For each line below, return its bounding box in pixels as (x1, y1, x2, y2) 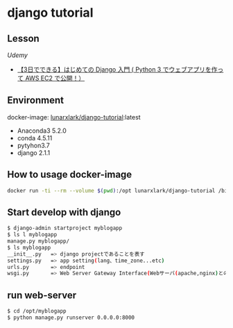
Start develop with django (7, 206, 121, 218)
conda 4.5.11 (17, 133, 53, 142)
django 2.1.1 (17, 148, 51, 157)
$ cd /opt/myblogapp (7, 308, 67, 315)
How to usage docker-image (7, 169, 132, 181)
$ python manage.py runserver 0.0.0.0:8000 (7, 314, 135, 321)
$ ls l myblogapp (7, 231, 58, 238)
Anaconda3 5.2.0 (17, 126, 67, 135)
